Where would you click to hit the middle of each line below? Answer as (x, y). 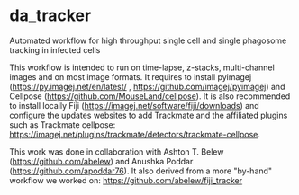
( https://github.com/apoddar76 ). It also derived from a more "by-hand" (141, 171)
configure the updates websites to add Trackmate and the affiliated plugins (149, 115)
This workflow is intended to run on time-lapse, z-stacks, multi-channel (142, 67)
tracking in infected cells (55, 49)
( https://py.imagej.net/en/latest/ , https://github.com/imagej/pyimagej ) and (147, 86)
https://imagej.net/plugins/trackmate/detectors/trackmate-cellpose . (135, 134)
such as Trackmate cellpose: (63, 124)
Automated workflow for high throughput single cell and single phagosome (148, 40)
